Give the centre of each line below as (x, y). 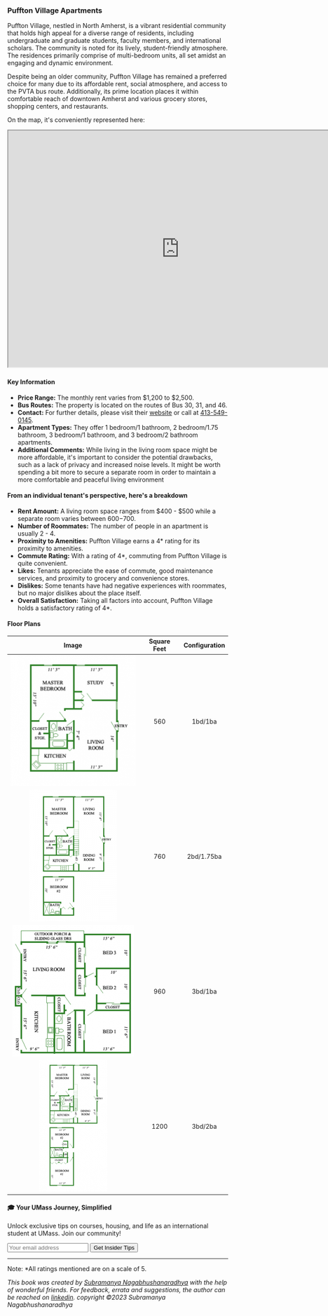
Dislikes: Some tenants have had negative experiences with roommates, (122, 585)
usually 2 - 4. (36, 533)
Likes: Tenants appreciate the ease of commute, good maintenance (115, 571)
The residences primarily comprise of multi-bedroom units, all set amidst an (117, 55)
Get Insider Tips (114, 1248)
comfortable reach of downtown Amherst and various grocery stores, (108, 99)
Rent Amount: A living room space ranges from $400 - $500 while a (116, 511)
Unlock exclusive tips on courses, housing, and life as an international (108, 1226)
